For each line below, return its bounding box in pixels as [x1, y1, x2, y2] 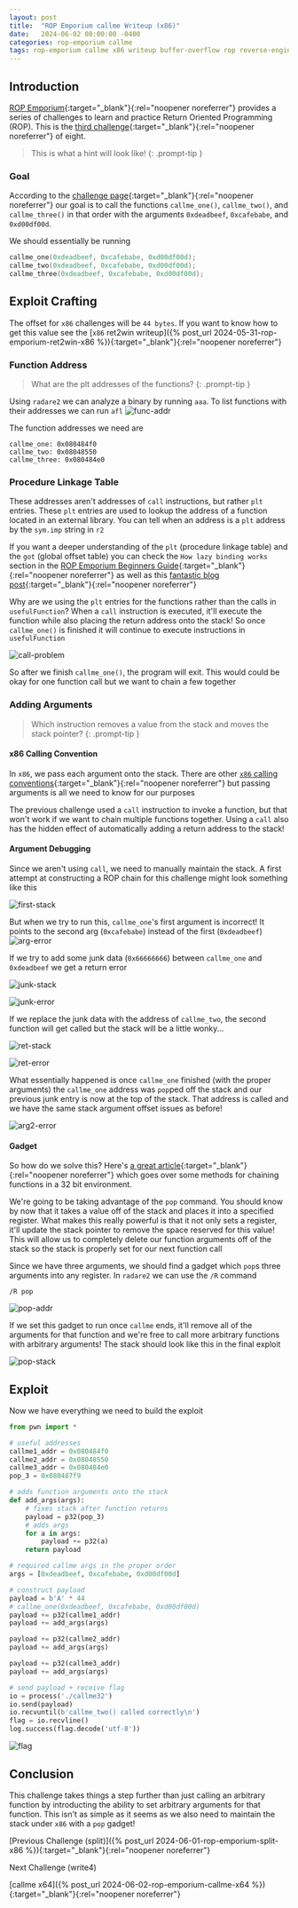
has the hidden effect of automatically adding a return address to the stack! [9, 823, 286, 834]
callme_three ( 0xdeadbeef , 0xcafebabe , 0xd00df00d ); [9, 269, 204, 278]
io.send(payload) [9, 1699, 74, 1709]
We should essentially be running [9, 236, 131, 247]
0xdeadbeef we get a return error [9, 962, 128, 972]
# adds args [25, 1520, 69, 1530]
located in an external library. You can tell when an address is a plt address [9, 515, 286, 526]
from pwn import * [9, 1422, 77, 1431]
